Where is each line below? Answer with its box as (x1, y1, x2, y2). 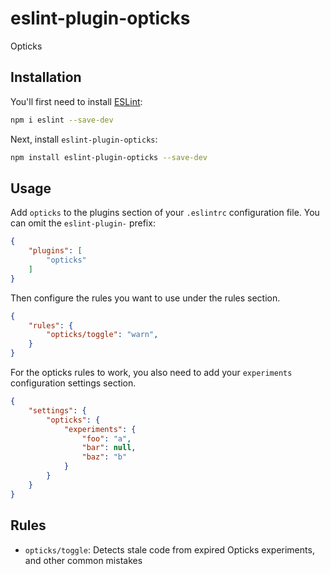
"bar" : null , (81, 443, 137, 453)
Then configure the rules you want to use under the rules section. (10, 292, 281, 304)
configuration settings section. (10, 377, 137, 389)
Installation (10, 69, 82, 86)
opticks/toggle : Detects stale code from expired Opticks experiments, (24, 543, 315, 556)
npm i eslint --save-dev (10, 115, 114, 125)
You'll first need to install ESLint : (10, 95, 143, 107)
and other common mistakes (24, 554, 143, 566)
